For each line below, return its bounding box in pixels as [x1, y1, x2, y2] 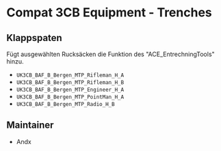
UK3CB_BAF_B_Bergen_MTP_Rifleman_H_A [16, 72, 125, 79]
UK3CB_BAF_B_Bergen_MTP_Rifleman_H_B [16, 79, 125, 86]
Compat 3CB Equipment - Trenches [6, 5, 213, 20]
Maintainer [6, 120, 54, 131]
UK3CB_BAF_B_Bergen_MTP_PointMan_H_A [16, 94, 125, 100]
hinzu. [6, 57, 24, 66]
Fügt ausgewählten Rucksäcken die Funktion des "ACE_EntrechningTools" [6, 50, 215, 58]
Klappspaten [6, 32, 62, 44]
